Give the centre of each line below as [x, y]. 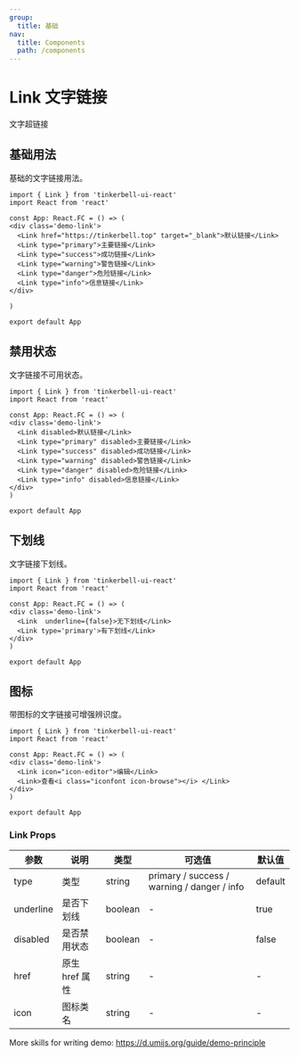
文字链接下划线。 [40, 564]
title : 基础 [38, 26]
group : [21, 17]
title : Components [52, 42]
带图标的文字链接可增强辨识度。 [68, 714]
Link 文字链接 [58, 98]
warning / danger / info [196, 887]
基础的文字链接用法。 [48, 178]
